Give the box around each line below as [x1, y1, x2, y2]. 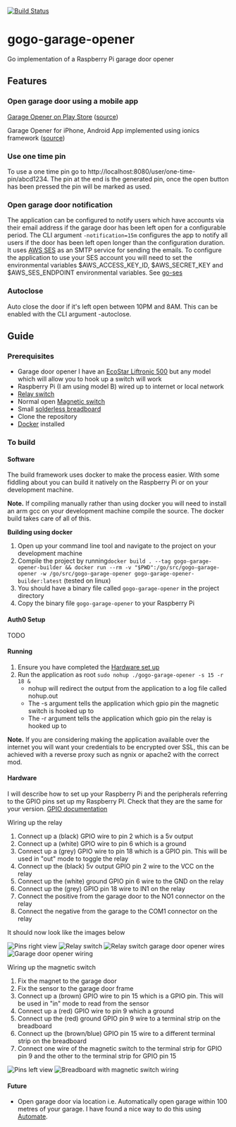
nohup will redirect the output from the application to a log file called [27, 684, 227, 692]
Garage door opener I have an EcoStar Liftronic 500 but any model [17, 367, 211, 376]
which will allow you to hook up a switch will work [17, 375, 162, 383]
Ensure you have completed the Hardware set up [17, 662, 160, 671]
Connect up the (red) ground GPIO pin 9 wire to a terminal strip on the [17, 1014, 221, 1022]
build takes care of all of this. [7, 514, 92, 523]
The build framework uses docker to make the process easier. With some [7, 470, 220, 479]
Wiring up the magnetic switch [7, 962, 97, 971]
